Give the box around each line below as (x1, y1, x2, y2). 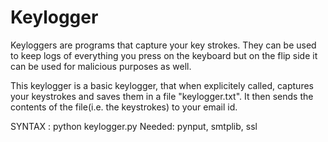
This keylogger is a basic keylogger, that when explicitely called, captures (10, 79, 314, 91)
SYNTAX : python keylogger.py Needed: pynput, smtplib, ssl (10, 120, 258, 132)
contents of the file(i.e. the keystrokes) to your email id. (10, 101, 238, 113)
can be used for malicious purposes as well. (10, 60, 192, 72)
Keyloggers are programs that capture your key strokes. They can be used (10, 39, 317, 51)
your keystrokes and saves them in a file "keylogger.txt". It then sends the (10, 90, 314, 102)
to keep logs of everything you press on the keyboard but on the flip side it (10, 49, 318, 61)
